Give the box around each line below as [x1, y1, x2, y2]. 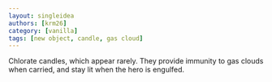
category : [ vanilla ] [8, 27, 79, 35]
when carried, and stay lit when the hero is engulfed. [8, 65, 185, 75]
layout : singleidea [8, 11, 75, 20]
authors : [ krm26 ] [8, 19, 67, 27]
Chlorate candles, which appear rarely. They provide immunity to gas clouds [8, 56, 264, 66]
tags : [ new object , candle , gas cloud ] [8, 34, 144, 43]
